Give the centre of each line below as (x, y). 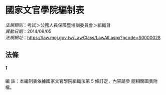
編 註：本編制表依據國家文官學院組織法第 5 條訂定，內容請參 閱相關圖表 (79, 81)
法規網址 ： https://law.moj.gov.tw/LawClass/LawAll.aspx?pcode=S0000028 (83, 37)
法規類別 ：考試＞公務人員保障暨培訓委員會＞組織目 (58, 25)
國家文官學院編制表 (45, 10)
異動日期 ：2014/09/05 (28, 31)
